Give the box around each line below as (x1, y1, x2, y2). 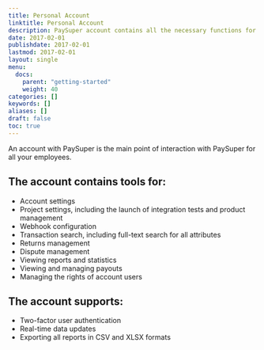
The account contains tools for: (8, 175, 166, 188)
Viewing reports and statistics (19, 255, 117, 264)
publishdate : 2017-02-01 (8, 41, 90, 49)
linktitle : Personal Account (8, 19, 104, 27)
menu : (8, 63, 26, 71)
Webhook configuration (19, 221, 97, 230)
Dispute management (19, 246, 90, 256)
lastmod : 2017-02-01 (8, 48, 77, 56)
